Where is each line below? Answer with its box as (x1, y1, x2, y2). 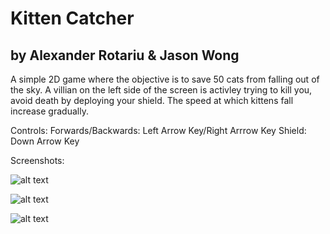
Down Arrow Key (10, 135, 80, 147)
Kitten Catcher (10, 7, 135, 30)
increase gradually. (10, 105, 89, 117)
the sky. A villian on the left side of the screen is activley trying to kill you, (10, 84, 313, 96)
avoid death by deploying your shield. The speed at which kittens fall (10, 95, 294, 106)
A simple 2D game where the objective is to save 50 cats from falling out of (10, 73, 320, 85)
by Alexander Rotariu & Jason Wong (10, 47, 240, 64)
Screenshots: (10, 155, 65, 166)
